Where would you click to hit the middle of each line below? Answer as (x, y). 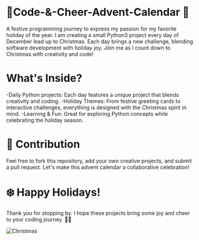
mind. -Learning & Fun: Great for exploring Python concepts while (87, 113)
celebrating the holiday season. (45, 120)
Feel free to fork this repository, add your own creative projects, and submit (99, 161)
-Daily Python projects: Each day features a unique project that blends (93, 94)
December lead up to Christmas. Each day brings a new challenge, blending (99, 41)
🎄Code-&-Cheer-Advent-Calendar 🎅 (98, 12)
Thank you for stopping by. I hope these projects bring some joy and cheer (98, 213)
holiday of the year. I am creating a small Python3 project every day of (93, 35)
